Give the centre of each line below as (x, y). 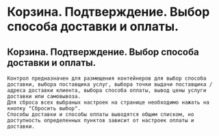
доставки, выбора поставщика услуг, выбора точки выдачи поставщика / (110, 84)
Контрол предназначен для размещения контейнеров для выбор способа (107, 78)
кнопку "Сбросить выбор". (44, 109)
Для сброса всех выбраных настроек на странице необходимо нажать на (108, 102)
